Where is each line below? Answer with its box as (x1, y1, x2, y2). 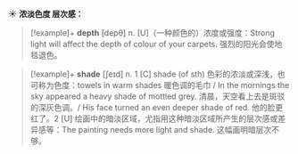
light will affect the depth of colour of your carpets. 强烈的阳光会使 (29, 39, 275, 49)
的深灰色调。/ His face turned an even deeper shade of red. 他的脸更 (29, 102, 284, 112)
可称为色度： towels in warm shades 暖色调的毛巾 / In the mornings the (29, 80, 290, 90)
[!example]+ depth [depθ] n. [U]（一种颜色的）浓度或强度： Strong (29, 28, 276, 38)
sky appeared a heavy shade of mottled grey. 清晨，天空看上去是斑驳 (29, 91, 286, 101)
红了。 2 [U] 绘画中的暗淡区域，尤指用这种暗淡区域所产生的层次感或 (29, 113, 278, 124)
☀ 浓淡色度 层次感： (8, 9, 84, 19)
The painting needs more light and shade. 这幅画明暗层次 (61, 125, 272, 134)
